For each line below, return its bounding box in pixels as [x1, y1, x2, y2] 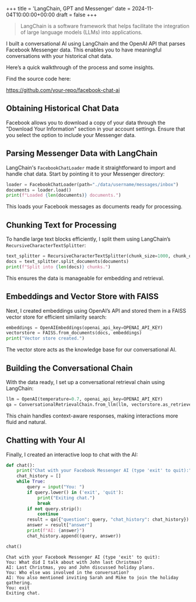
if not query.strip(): [27, 506, 82, 512]
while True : [16, 478, 45, 485]
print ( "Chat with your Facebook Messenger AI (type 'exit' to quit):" [16, 468, 192, 474]
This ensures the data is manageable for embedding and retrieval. [6, 275, 164, 282]
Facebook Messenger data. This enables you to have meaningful [6, 46, 162, 53]
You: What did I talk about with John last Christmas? [6, 559, 142, 565]
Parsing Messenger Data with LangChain [6, 149, 157, 159]
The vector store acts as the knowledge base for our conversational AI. [6, 346, 177, 353]
